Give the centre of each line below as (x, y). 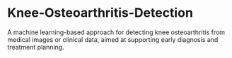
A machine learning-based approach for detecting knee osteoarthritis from (116, 32)
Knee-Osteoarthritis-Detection (100, 13)
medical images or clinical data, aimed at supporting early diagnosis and (113, 39)
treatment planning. (36, 47)
